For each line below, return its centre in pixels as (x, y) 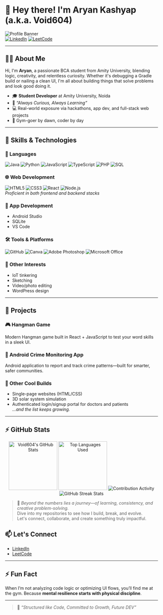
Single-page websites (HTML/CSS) (47, 394)
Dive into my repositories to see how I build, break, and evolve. (80, 513)
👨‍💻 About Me (25, 59)
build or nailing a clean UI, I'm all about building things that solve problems (79, 81)
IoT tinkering (24, 275)
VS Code (21, 227)
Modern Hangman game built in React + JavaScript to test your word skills (79, 337)
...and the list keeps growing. (41, 409)
